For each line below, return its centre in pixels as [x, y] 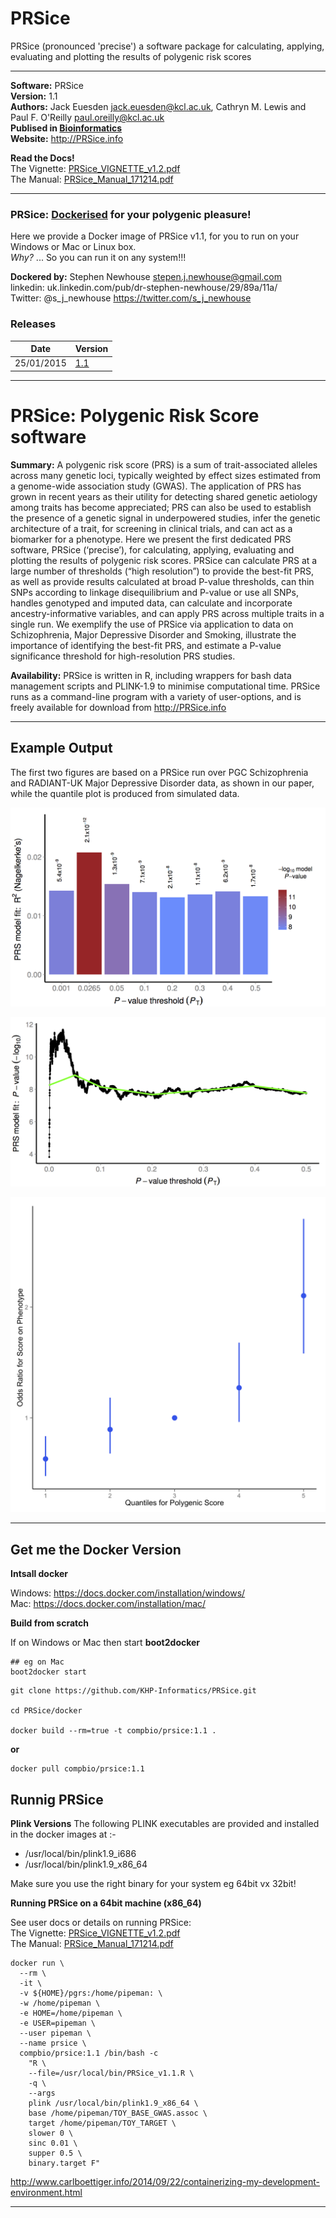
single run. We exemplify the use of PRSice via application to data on [152, 624]
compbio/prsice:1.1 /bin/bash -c [89, 2053]
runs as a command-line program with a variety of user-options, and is [156, 696]
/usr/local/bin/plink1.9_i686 [80, 1854]
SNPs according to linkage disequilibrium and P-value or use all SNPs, [154, 592]
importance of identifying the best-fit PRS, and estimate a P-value [146, 645]
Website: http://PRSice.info [67, 138]
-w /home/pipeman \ [60, 2003]
